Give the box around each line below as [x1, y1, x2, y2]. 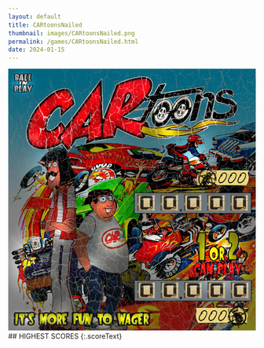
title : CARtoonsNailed [8, 20, 82, 29]
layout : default [8, 13, 61, 20]
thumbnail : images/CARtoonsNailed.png [8, 29, 135, 37]
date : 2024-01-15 [8, 46, 65, 54]
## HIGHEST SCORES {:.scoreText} [8, 332, 123, 341]
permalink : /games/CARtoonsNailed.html [8, 38, 139, 46]
